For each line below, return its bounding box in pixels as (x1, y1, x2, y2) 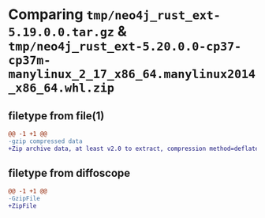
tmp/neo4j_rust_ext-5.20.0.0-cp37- (8, 39, 242, 54)
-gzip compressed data (8, 137, 83, 145)
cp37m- (8, 53, 51, 68)
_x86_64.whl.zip (8, 81, 114, 96)
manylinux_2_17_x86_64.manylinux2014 (8, 67, 256, 82)
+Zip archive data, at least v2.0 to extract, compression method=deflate (8, 145, 259, 152)
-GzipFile (8, 195, 41, 203)
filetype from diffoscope (8, 167, 131, 180)
